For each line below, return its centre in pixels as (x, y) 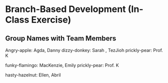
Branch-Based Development (66, 9)
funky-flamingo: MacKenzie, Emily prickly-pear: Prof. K (62, 65)
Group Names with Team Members (61, 38)
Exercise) (51, 20)
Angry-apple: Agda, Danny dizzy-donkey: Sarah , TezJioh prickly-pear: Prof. (84, 50)
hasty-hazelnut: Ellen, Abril (33, 75)
